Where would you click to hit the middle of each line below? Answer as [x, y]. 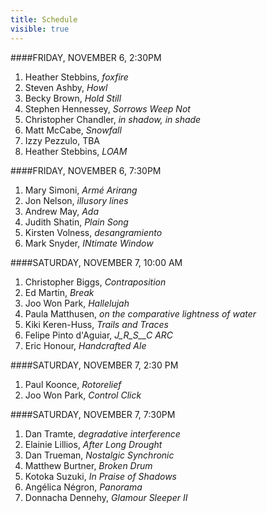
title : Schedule [44, 19]
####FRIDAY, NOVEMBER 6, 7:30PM [86, 170]
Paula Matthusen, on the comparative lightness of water [140, 313]
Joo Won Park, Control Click [83, 395]
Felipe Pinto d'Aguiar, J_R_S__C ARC [99, 335]
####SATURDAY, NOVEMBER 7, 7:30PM [93, 414]
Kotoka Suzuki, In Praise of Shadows [100, 476]
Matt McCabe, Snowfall [73, 130]
